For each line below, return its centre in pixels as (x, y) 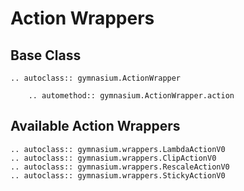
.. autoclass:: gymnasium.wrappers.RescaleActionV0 (120, 167)
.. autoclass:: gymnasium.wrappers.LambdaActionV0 (118, 149)
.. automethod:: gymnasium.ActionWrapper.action (131, 96)
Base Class (46, 55)
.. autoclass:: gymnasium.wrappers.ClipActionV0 (113, 158)
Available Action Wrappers (95, 126)
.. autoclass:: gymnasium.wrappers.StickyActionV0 (118, 175)
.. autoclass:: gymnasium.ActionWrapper (96, 78)
